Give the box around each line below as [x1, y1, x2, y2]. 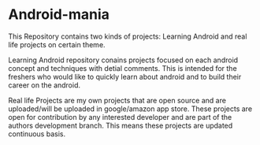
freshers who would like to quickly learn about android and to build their [8, 72, 242, 81]
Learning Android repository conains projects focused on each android [8, 55, 239, 65]
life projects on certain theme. [8, 39, 106, 49]
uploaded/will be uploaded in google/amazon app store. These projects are [8, 104, 253, 113]
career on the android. [8, 80, 81, 90]
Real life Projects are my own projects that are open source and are [8, 95, 227, 105]
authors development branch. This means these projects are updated [8, 121, 233, 130]
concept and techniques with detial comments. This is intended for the [8, 63, 238, 72]
